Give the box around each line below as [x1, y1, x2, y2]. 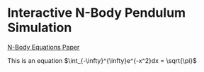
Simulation [7, 20, 72, 36]
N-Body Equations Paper [7, 43, 80, 51]
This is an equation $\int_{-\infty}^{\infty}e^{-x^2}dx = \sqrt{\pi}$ [7, 56, 197, 64]
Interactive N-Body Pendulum [7, 5, 186, 21]
